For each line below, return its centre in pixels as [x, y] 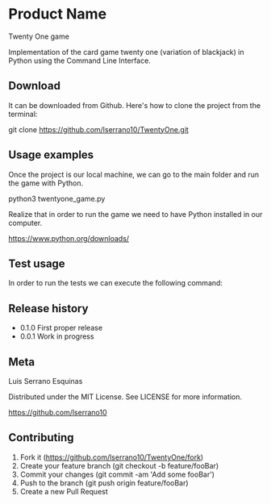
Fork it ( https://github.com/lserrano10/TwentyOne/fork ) [112, 457]
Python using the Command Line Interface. [79, 60]
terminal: [23, 114]
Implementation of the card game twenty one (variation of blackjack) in [126, 52]
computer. [25, 223]
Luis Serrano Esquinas [46, 381]
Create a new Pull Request [64, 491]
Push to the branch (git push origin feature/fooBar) [104, 483]
